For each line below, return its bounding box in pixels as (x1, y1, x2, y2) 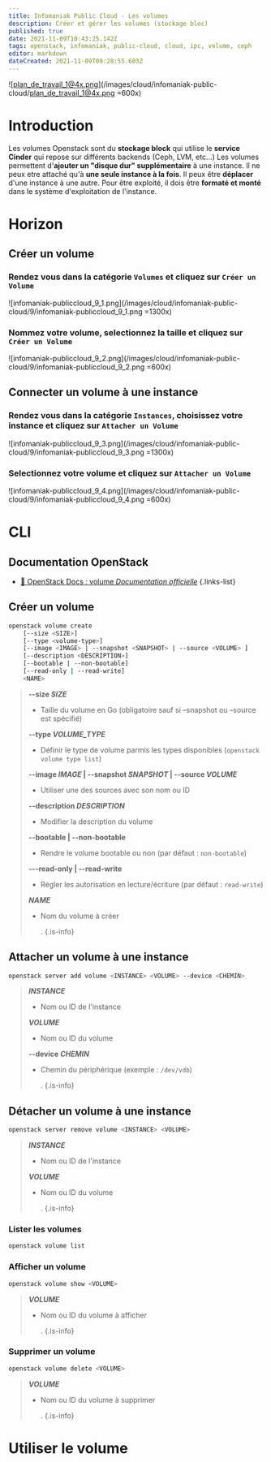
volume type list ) (40, 753, 102, 763)
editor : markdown (8, 50, 67, 58)
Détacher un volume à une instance (8, 1104, 191, 1118)
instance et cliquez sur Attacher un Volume (8, 420, 179, 431)
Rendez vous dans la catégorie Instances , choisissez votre (8, 410, 243, 421)
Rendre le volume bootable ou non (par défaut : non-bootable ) (40, 847, 247, 857)
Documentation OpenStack (8, 555, 148, 569)
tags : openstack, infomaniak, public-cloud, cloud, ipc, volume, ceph (8, 42, 252, 50)
